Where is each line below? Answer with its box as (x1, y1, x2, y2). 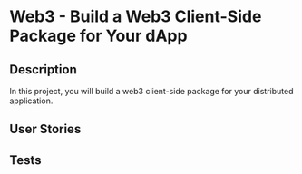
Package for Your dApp (9, 25, 188, 46)
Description (9, 62, 77, 77)
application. (9, 95, 54, 106)
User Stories (9, 121, 82, 137)
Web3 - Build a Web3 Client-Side (9, 6, 262, 27)
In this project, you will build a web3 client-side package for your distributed (9, 86, 294, 96)
